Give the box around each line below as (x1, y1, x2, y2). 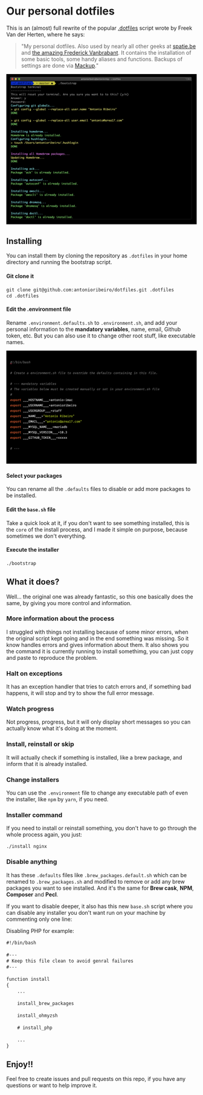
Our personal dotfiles (6, 4, 115, 18)
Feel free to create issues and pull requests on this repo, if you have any (6, 1076, 186, 1083)
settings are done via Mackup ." (21, 62, 98, 69)
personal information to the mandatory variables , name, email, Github (6, 325, 181, 333)
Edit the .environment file (6, 305, 71, 313)
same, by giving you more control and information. (6, 599, 132, 606)
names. (6, 338, 25, 345)
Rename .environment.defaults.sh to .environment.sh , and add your (6, 319, 178, 326)
